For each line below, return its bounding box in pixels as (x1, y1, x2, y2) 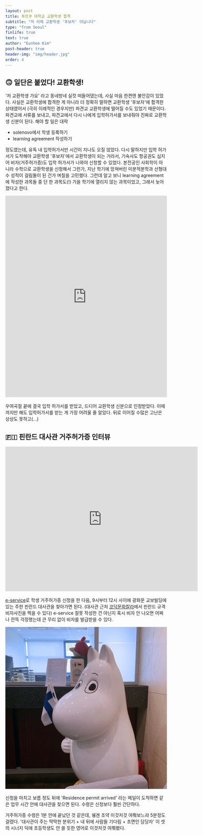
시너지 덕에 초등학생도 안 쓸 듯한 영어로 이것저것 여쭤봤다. (10, 825, 126, 831)
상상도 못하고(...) (5, 416, 39, 422)
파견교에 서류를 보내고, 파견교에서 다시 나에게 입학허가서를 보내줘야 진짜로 (5, 112, 153, 118)
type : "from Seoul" (5, 25, 47, 30)
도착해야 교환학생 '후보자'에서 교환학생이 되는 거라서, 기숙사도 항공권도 (14, 153, 156, 159)
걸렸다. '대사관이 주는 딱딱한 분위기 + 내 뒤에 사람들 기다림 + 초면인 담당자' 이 (5, 819, 160, 825)
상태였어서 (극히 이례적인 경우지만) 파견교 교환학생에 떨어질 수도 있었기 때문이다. (5, 105, 166, 112)
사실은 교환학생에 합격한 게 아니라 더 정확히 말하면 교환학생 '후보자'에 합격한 (12, 99, 164, 105)
